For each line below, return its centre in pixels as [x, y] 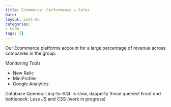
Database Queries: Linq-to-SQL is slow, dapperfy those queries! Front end [83, 94]
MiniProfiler [25, 78]
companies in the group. [31, 53]
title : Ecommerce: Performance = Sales [48, 10]
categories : [18, 24]
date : [11, 15]
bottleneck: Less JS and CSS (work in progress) [55, 99]
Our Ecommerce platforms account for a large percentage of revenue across [85, 48]
